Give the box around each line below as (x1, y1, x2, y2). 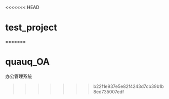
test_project (5, 22, 57, 33)
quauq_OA (5, 56, 50, 67)
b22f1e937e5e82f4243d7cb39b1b (93, 83, 164, 89)
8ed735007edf (93, 88, 124, 94)
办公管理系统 (5, 73, 32, 79)
